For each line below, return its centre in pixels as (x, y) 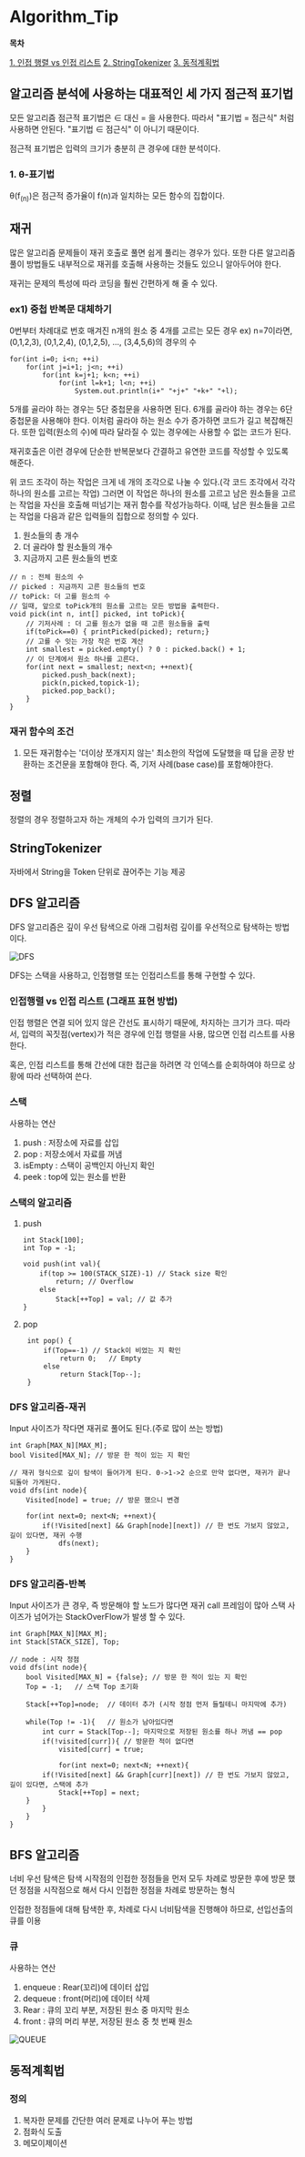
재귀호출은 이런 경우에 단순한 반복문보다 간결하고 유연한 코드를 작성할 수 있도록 (149, 451)
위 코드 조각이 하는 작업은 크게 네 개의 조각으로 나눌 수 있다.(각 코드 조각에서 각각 (152, 482)
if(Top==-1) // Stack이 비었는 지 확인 (112, 1350)
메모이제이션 (45, 2142)
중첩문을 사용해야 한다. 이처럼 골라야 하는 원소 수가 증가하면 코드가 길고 (136, 420)
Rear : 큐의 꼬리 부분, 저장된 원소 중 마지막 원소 (106, 2010)
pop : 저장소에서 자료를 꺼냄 (72, 1155)
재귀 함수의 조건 (42, 731)
